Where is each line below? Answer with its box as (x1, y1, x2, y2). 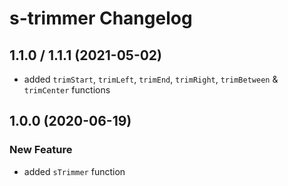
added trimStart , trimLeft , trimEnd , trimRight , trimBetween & (23, 73, 279, 85)
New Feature (9, 143, 73, 157)
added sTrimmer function (23, 165, 126, 177)
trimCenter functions (23, 84, 111, 96)
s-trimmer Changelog (9, 7, 193, 30)
